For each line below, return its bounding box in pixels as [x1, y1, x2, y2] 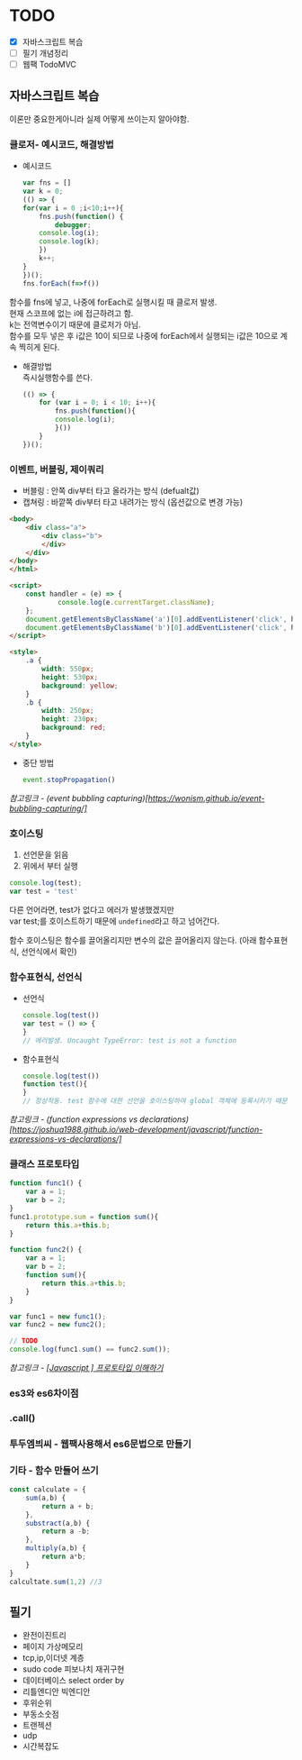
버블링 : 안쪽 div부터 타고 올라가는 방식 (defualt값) [22, 486, 200, 497]
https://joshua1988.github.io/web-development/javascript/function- [12, 1124, 263, 1135]
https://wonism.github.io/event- [147, 792, 265, 803]
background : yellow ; [41, 681, 119, 690]
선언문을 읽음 [22, 849, 69, 860]
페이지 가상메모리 [22, 1641, 84, 1652]
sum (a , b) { [25, 1493, 67, 1502]
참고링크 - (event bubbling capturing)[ [9, 792, 148, 803]
